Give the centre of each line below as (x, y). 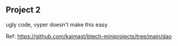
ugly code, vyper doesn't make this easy (57, 24)
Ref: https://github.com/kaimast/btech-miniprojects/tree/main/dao (89, 36)
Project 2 (23, 10)
